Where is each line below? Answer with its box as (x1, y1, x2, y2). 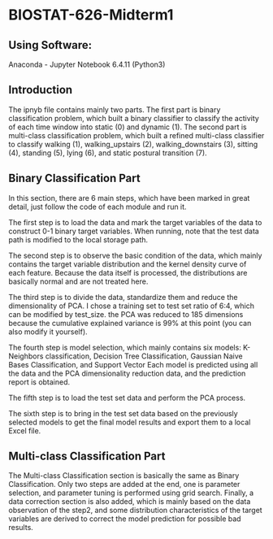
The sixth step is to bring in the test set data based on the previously (8, 408, 238, 418)
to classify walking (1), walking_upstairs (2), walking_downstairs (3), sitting (8, 139, 258, 149)
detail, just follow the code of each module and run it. (8, 202, 187, 211)
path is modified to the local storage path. (8, 234, 149, 245)
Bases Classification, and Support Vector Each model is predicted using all (8, 359, 258, 369)
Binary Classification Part (8, 172, 141, 185)
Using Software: (8, 38, 92, 52)
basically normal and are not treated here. (8, 276, 149, 286)
